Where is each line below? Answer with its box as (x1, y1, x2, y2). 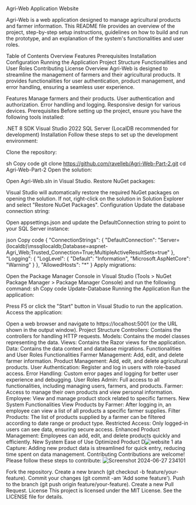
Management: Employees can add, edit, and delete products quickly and (6, 432, 181, 439)
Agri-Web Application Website (6, 5, 79, 12)
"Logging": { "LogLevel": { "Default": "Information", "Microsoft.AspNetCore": (6, 255, 191, 262)
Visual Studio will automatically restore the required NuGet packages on (6, 189, 180, 195)
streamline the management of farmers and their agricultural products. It (6, 71, 181, 78)
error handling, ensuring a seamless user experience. (6, 84, 135, 90)
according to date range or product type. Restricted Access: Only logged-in (6, 420, 188, 427)
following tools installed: (6, 114, 64, 121)
